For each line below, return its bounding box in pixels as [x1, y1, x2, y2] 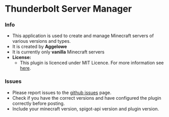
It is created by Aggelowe [12, 44, 67, 50]
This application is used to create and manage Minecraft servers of [12, 33, 154, 39]
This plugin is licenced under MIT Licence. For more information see [19, 60, 164, 66]
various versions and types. [12, 38, 71, 44]
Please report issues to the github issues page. [12, 90, 112, 96]
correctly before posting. [12, 100, 65, 106]
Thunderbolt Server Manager [5, 3, 132, 15]
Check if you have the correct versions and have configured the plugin [12, 95, 162, 101]
